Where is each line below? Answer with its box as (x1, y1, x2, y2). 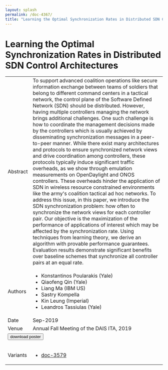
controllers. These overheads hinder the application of (32, 178, 160, 185)
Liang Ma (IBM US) (41, 285, 86, 292)
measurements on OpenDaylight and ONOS (32, 171, 135, 178)
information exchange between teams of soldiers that (32, 83, 158, 90)
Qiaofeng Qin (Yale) (41, 279, 87, 286)
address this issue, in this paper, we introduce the (32, 196, 149, 203)
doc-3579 (41, 352, 66, 359)
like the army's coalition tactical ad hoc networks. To (32, 190, 156, 197)
